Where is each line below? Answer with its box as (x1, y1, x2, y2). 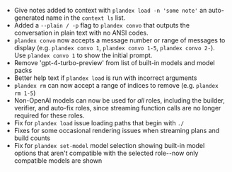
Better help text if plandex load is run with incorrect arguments (13, 74, 197, 82)
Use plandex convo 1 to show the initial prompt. (13, 51, 153, 59)
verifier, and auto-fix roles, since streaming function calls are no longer (13, 104, 221, 112)
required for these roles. (13, 111, 85, 120)
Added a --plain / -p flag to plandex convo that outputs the (13, 21, 190, 29)
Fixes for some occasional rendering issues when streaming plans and (13, 127, 220, 134)
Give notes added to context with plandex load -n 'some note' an (13, 6, 207, 14)
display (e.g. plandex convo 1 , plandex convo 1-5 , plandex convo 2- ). (13, 44, 216, 52)
